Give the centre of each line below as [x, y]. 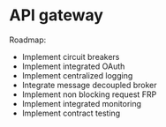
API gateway [57, 15]
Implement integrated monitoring [82, 103]
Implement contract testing [71, 113]
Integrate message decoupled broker [89, 85]
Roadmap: [28, 40]
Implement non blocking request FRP [89, 94]
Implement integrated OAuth [73, 66]
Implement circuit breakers [71, 56]
